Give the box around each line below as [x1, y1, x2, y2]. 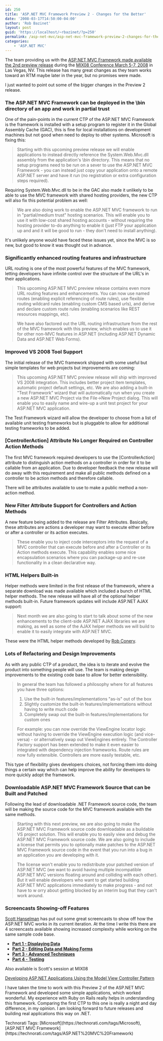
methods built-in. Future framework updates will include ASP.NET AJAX [5, 599, 148, 604]
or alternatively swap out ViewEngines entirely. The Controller [33, 736, 158, 742]
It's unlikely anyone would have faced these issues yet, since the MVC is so [5, 237, 156, 243]
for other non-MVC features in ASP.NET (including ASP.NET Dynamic [16, 331, 156, 337]
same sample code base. [5, 931, 55, 937]
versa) [16, 736, 30, 742]
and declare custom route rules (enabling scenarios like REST [16, 306, 140, 312]
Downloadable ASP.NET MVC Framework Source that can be [5, 784, 151, 791]
